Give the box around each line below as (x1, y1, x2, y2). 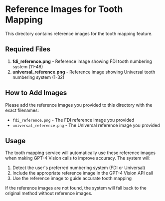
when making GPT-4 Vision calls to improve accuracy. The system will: (5, 155, 151, 161)
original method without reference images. (5, 191, 93, 197)
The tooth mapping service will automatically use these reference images (5, 150, 156, 156)
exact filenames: (5, 107, 39, 113)
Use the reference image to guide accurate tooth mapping (12, 176, 132, 182)
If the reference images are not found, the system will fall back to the (5, 185, 147, 191)
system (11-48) (12, 63, 43, 69)
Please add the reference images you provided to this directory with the (5, 102, 153, 108)
